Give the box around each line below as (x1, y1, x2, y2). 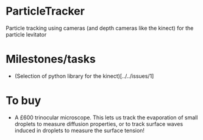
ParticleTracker (5, 4, 85, 18)
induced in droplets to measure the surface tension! (14, 127, 144, 134)
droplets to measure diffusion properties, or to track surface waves (14, 120, 183, 127)
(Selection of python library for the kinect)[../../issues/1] (14, 72, 154, 80)
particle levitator (5, 30, 47, 38)
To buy (5, 94, 41, 108)
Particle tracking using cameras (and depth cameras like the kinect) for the (5, 24, 194, 32)
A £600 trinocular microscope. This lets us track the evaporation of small (14, 114, 198, 121)
